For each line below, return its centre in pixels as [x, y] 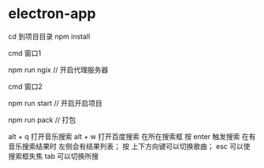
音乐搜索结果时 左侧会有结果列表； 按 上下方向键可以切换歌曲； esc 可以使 [129, 146]
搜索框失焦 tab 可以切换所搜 [53, 156]
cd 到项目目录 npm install [49, 36]
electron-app [52, 14]
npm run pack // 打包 [42, 119]
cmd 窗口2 [26, 86]
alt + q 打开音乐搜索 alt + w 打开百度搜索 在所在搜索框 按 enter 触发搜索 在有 [132, 136]
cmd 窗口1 [25, 53]
